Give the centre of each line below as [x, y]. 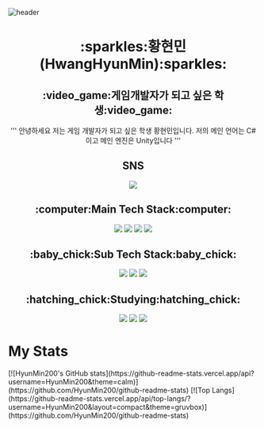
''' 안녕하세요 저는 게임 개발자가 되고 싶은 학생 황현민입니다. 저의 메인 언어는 [128, 130]
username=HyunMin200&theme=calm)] [73, 382]
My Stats [38, 352]
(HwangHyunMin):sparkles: [133, 64]
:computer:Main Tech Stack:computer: [133, 210]
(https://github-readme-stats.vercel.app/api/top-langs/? [100, 399]
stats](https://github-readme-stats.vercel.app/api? [172, 373]
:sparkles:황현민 [133, 47]
